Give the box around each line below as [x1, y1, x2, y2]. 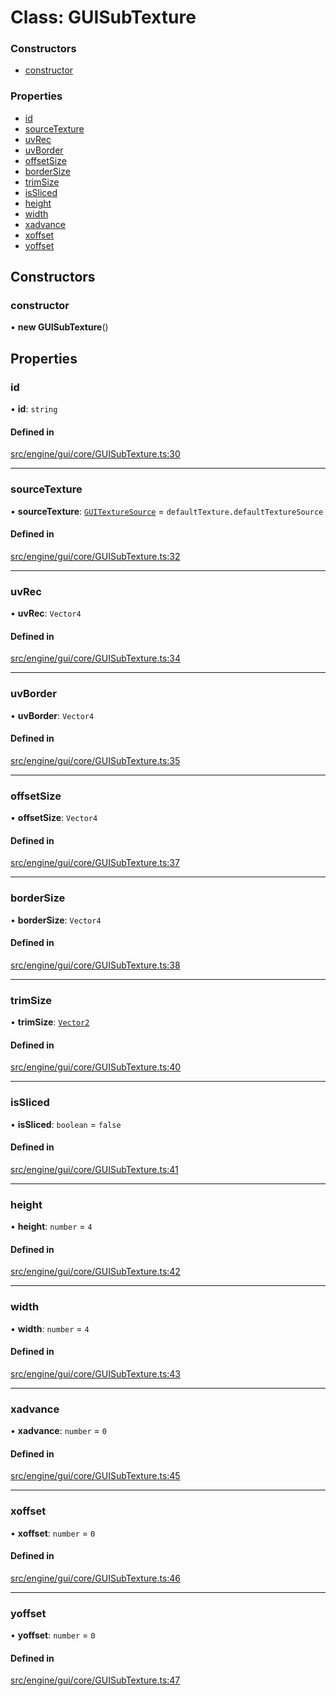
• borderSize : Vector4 [10, 914, 102, 926]
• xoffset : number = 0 [10, 1527, 96, 1539]
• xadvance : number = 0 [10, 1425, 107, 1437]
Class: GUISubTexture [10, 6, 197, 29]
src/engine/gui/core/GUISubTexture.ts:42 [10, 1266, 181, 1278]
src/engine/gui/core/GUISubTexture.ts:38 [10, 959, 181, 971]
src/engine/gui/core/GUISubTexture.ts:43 [10, 1367, 182, 1380]
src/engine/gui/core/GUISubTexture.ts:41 [10, 1163, 179, 1175]
